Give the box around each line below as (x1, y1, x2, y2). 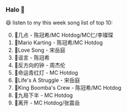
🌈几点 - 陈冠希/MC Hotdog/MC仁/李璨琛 (14, 31, 113, 39)
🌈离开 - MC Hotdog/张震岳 (14, 99, 80, 107)
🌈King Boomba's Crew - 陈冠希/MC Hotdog (14, 84, 122, 92)
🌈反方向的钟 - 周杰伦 (14, 61, 66, 69)
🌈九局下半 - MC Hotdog (14, 92, 73, 99)
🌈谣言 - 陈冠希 (14, 54, 50, 61)
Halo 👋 (5, 5, 25, 14)
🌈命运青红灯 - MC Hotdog (14, 69, 78, 76)
